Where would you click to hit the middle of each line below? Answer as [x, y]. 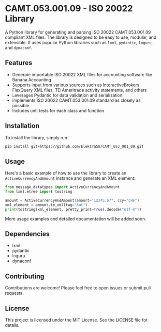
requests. [15, 293]
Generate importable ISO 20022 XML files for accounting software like [82, 74]
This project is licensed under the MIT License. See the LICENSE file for [76, 320]
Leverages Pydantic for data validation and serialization [67, 95]
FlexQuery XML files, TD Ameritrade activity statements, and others [79, 90]
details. [12, 325]
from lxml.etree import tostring [39, 192]
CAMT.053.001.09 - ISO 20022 [69, 8]
